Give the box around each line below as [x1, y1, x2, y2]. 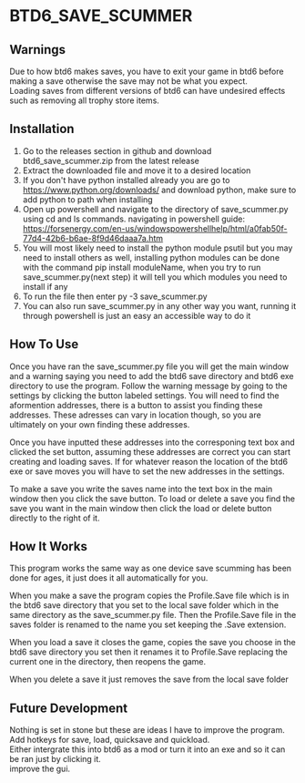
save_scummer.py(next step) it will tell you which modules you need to [22, 271, 288, 283]
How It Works [9, 539, 88, 554]
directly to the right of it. [9, 512, 100, 523]
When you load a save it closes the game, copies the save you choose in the [9, 637, 296, 648]
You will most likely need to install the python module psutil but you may [22, 242, 293, 253]
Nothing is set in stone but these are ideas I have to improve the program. [9, 725, 285, 736]
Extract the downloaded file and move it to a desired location [22, 165, 251, 176]
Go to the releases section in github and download [22, 145, 212, 156]
